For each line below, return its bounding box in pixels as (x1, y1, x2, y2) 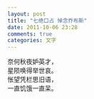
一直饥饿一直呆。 (7, 84, 58, 93)
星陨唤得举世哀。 (7, 66, 58, 75)
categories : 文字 (7, 37, 57, 44)
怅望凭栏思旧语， (7, 75, 58, 84)
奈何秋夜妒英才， (7, 58, 58, 66)
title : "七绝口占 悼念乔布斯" (7, 17, 88, 24)
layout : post (7, 10, 46, 18)
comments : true (7, 30, 53, 38)
